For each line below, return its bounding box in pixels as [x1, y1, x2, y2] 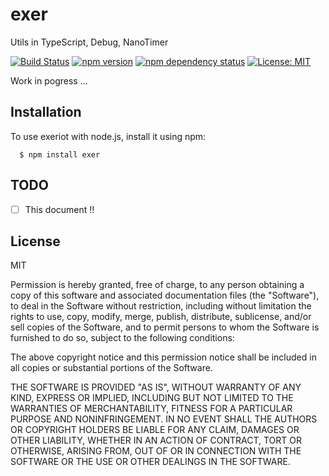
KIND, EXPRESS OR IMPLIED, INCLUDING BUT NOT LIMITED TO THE [10, 392, 294, 404]
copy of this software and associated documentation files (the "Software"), [10, 289, 320, 302]
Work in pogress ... [10, 74, 88, 87]
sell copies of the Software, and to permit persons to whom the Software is [10, 321, 320, 333]
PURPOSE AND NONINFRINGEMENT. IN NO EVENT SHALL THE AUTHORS [10, 413, 318, 425]
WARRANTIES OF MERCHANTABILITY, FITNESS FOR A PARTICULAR [10, 403, 293, 415]
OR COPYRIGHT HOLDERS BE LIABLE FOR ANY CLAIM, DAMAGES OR [10, 424, 300, 436]
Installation [10, 104, 82, 121]
